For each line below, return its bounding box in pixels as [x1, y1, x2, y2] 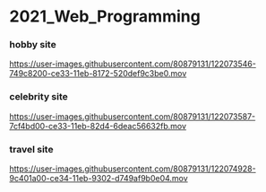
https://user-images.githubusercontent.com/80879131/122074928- [9, 163, 257, 174]
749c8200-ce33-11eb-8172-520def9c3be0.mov [9, 68, 187, 79]
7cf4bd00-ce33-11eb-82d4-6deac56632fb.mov [9, 120, 186, 131]
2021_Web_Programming [9, 6, 202, 27]
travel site [9, 143, 54, 155]
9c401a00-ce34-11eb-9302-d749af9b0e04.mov [9, 173, 188, 184]
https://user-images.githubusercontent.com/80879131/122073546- [9, 58, 257, 69]
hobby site [9, 39, 56, 51]
